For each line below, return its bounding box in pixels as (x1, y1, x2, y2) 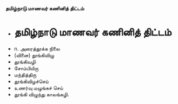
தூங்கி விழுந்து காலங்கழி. (13, 91, 69, 98)
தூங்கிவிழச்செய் (13, 78, 49, 85)
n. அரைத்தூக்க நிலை (13, 45, 60, 52)
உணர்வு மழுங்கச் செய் (13, 84, 64, 91)
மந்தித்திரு (13, 71, 37, 78)
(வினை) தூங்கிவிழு (13, 52, 55, 59)
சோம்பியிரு (13, 64, 39, 71)
